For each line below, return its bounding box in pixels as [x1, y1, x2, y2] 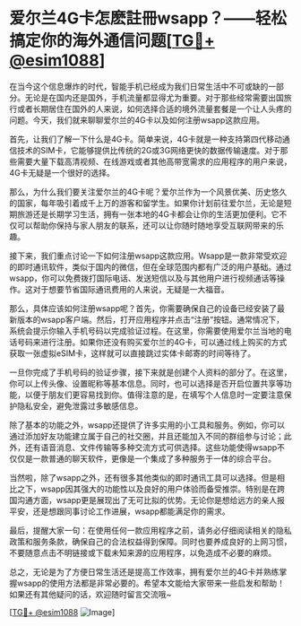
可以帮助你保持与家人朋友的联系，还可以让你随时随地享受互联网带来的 [16, 220, 276, 230]
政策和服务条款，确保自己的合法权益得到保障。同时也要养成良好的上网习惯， [9, 535, 292, 547]
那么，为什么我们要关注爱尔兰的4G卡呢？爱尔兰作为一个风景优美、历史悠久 [9, 186, 288, 197]
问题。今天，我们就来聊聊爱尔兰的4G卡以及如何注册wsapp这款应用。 [9, 114, 265, 126]
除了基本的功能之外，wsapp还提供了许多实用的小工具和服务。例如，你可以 [9, 419, 285, 430]
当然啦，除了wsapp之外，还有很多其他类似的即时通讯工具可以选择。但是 [9, 472, 278, 483]
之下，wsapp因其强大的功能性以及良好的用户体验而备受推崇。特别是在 [16, 483, 278, 494]
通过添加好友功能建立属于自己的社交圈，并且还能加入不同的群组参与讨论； [9, 430, 284, 441]
